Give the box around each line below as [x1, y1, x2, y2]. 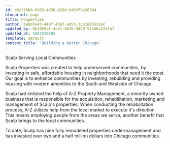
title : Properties [5, 17, 44, 22]
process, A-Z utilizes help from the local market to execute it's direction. [5, 106, 156, 112]
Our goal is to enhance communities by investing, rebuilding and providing [5, 75, 161, 81]
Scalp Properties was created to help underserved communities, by [5, 64, 146, 70]
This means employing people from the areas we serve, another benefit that [5, 112, 164, 118]
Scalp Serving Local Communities [5, 54, 76, 61]
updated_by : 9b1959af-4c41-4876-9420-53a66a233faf [5, 26, 115, 32]
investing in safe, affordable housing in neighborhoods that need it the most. [5, 70, 165, 76]
